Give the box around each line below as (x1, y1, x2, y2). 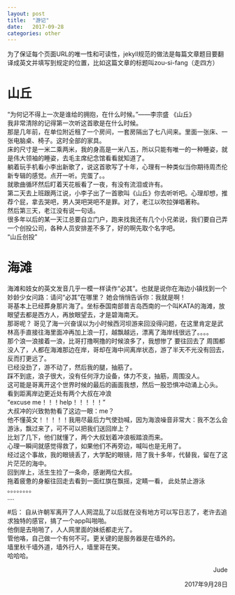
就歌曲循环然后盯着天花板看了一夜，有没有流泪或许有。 (7, 180, 166, 189)
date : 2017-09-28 (7, 23, 64, 30)
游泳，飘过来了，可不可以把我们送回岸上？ (7, 424, 130, 433)
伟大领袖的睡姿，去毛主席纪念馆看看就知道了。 (13, 154, 148, 162)
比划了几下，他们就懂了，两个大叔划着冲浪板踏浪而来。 (7, 433, 166, 442)
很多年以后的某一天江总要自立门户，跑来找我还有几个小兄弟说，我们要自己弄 (7, 215, 228, 224)
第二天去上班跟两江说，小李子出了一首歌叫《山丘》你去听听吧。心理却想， (7, 189, 222, 197)
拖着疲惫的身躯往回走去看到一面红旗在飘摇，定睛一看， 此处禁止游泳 (7, 477, 205, 485)
